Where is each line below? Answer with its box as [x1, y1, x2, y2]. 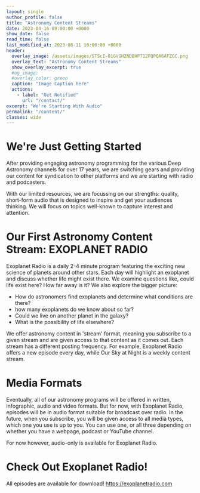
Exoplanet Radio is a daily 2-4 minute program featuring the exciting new [6, 263, 186, 270]
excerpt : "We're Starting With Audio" [6, 103, 103, 109]
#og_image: [11, 70, 39, 76]
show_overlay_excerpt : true [11, 64, 82, 70]
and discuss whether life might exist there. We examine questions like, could [6, 275, 194, 282]
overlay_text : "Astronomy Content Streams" [11, 58, 121, 64]
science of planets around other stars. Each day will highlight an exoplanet [6, 269, 189, 276]
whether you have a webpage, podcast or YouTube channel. [6, 428, 154, 435]
